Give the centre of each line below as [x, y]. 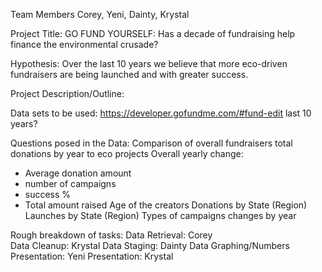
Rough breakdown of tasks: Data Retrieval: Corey [111, 235]
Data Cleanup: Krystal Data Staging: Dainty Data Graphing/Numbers [150, 245]
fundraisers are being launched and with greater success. [129, 74]
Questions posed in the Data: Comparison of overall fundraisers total [151, 143]
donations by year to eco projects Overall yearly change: [127, 153]
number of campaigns [70, 183]
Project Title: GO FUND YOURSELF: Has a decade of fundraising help [153, 33]
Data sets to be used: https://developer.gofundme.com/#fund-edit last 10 [161, 113]
